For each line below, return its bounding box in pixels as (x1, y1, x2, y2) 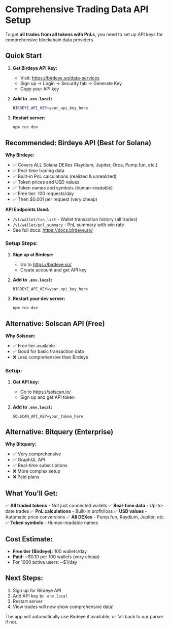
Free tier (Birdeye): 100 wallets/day (12, 549, 87, 555)
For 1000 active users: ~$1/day (12, 559, 78, 565)
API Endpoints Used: (5, 206, 50, 212)
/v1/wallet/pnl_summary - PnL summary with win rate (12, 222, 124, 228)
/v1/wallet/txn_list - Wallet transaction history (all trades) (12, 216, 138, 223)
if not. (5, 619, 18, 625)
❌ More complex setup (12, 468, 61, 474)
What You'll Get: (5, 489, 58, 498)
